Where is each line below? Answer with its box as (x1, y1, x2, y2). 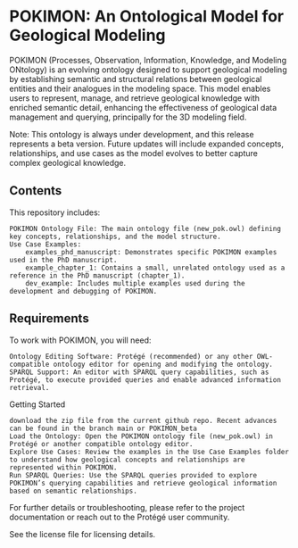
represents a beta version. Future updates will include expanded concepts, (9, 138, 284, 149)
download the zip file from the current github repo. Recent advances (9, 416, 277, 425)
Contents (9, 183, 62, 198)
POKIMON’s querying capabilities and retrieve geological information (9, 478, 277, 487)
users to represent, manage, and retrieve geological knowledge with (9, 92, 261, 104)
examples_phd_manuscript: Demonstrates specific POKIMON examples (25, 247, 277, 256)
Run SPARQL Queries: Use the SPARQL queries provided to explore (9, 470, 257, 479)
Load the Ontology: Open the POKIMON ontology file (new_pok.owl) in (9, 431, 274, 441)
